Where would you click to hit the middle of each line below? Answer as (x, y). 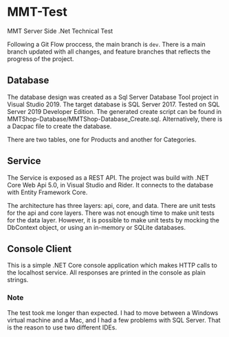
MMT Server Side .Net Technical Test (60, 31)
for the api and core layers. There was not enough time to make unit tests (111, 213)
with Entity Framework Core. (47, 192)
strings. (18, 280)
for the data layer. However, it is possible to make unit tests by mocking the (113, 220)
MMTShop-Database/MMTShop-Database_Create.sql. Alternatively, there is (115, 119)
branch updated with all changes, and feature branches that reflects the (109, 51)
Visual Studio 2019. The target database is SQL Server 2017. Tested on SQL (113, 104)
